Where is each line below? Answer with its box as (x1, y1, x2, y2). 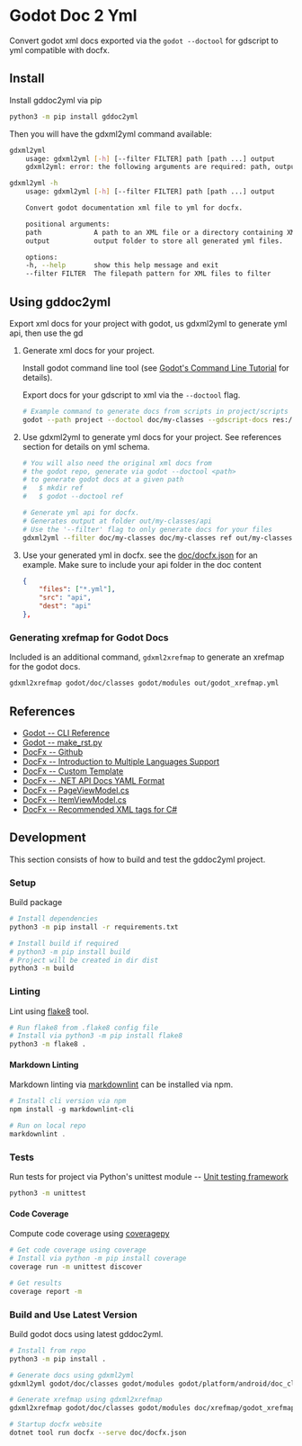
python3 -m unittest (9, 1189, 87, 1198)
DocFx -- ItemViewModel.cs (22, 794, 128, 805)
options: (25, 253, 58, 262)
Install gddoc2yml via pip (9, 94, 102, 105)
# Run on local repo (9, 1121, 87, 1130)
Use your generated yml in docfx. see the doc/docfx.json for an (22, 550, 258, 561)
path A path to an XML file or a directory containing (25, 228, 283, 237)
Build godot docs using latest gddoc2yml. (9, 1328, 164, 1339)
